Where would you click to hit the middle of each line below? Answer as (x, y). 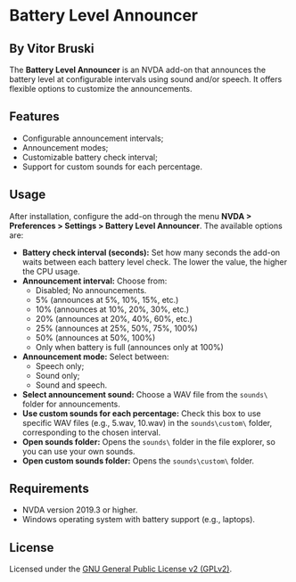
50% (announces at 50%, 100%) (95, 337)
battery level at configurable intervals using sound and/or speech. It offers (146, 79)
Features (34, 117)
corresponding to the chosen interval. (91, 432)
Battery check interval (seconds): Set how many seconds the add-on (151, 252)
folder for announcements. (71, 404)
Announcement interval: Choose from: (95, 281)
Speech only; (60, 365)
